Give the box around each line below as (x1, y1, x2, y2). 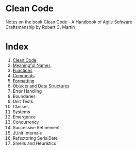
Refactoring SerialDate (12, 135, 58, 141)
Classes (12, 103, 29, 109)
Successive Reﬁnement (12, 124, 60, 130)
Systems (12, 109, 31, 115)
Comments (12, 72, 35, 78)
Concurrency (12, 119, 39, 125)
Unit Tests (12, 98, 33, 104)
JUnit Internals (12, 130, 42, 136)
